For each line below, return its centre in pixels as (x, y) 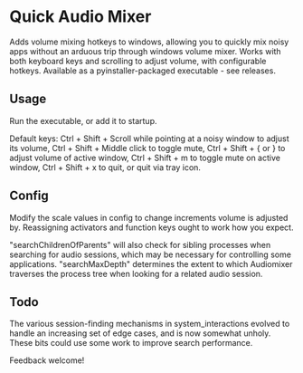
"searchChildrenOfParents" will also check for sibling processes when (140, 244)
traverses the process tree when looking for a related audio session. (136, 273)
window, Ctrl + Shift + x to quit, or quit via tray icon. (105, 167)
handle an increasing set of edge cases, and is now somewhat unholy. (140, 333)
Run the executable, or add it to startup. (83, 120)
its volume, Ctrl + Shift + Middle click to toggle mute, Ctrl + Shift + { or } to (147, 148)
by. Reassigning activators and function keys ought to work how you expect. (151, 227)
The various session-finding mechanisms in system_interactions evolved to (150, 324)
